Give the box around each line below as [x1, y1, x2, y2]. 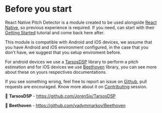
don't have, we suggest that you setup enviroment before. [5, 49, 122, 55]
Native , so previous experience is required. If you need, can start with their [5, 24, 155, 30]
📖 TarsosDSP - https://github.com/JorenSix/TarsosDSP [5, 93, 116, 99]
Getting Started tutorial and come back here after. [5, 30, 105, 35]
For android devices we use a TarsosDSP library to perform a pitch [5, 59, 139, 65]
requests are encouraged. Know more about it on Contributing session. [5, 83, 147, 89]
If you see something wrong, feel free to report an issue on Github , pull [5, 79, 147, 84]
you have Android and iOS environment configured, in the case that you [5, 44, 149, 50]
